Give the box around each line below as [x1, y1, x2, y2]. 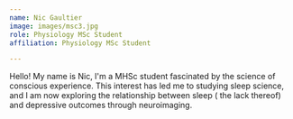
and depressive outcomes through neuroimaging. [9, 100, 193, 111]
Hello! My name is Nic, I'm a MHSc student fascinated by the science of [9, 71, 276, 82]
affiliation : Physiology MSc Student [9, 38, 151, 48]
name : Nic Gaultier [9, 13, 83, 23]
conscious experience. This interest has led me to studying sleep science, [9, 80, 285, 91]
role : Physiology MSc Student [9, 30, 124, 39]
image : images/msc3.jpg [9, 22, 99, 31]
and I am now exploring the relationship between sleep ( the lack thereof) [9, 90, 281, 101]
